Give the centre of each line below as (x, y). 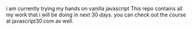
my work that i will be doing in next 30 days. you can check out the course (96, 15)
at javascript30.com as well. (40, 21)
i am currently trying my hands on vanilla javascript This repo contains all (95, 9)
